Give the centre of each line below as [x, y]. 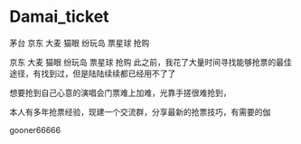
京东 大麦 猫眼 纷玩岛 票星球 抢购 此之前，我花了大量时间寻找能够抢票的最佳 [150, 62]
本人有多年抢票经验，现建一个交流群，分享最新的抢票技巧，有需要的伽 [140, 111]
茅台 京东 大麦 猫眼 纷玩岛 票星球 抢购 [80, 43]
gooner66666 [35, 130]
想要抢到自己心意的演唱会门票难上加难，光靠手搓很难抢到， [120, 92]
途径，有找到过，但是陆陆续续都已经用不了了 [93, 73]
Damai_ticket [60, 17]
